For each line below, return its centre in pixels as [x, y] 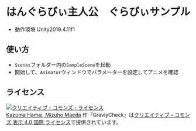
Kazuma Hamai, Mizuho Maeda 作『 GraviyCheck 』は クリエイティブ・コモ [96, 115]
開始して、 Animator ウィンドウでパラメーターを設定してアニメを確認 [96, 72]
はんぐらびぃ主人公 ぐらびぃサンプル [98, 12]
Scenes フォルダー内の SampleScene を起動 [63, 64]
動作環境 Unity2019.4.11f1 [44, 29]
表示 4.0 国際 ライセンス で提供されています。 [67, 122]
